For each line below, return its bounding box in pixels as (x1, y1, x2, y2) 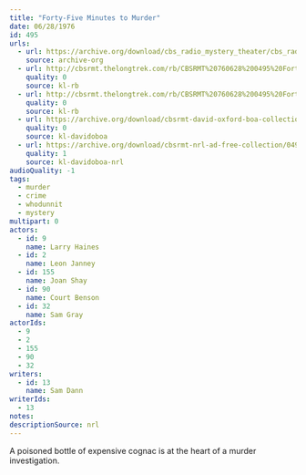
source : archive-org (25, 56, 104, 65)
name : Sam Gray (25, 310, 84, 319)
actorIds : (9, 318, 47, 328)
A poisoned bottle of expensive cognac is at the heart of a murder (9, 445, 257, 456)
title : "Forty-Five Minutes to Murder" (9, 13, 161, 23)
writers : (9, 369, 43, 378)
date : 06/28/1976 (9, 22, 76, 31)
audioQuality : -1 (9, 166, 76, 175)
